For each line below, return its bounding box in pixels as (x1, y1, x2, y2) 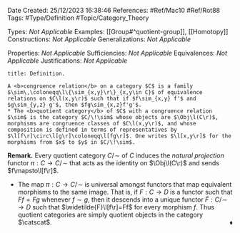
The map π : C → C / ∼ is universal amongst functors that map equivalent (17, 180, 232, 188)
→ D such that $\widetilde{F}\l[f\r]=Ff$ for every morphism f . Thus (17, 203, 215, 211)
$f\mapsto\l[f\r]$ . (7, 167, 59, 175)
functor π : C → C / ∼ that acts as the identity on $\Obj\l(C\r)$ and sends (7, 159, 220, 167)
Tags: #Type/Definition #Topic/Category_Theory (7, 14, 149, 22)
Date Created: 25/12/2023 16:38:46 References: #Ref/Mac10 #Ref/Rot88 (7, 6, 220, 14)
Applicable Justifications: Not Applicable (7, 56, 128, 65)
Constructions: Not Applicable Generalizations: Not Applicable (7, 35, 191, 43)
